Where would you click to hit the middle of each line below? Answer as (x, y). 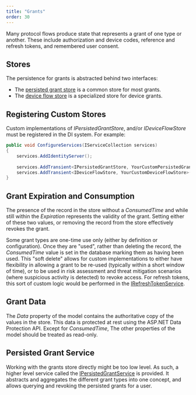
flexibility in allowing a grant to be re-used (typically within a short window (95, 265)
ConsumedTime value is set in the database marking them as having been (95, 252)
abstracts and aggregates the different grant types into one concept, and (94, 379)
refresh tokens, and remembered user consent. (63, 46)
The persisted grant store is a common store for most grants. (88, 90)
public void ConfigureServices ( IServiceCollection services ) (82, 145)
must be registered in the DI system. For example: (66, 134)
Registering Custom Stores (56, 114)
